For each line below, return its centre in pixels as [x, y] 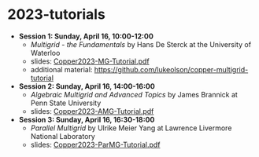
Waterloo [45, 53]
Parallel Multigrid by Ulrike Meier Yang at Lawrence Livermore [131, 128]
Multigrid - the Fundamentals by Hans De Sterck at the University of [141, 44]
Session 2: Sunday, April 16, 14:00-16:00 [87, 86]
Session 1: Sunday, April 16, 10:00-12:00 [86, 36]
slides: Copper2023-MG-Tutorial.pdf [90, 61]
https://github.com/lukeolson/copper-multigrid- [171, 69]
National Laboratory [63, 136]
